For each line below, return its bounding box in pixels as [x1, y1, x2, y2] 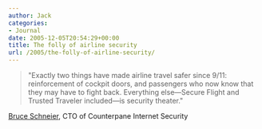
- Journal [8, 26, 42, 34]
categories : [8, 19, 48, 27]
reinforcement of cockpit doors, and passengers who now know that [27, 79, 254, 88]
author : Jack [8, 11, 52, 20]
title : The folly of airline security [8, 41, 137, 49]
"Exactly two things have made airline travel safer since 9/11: [27, 71, 228, 80]
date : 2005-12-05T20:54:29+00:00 [8, 33, 120, 42]
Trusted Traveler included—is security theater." [27, 96, 184, 105]
